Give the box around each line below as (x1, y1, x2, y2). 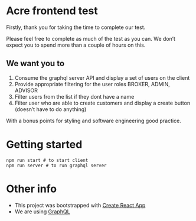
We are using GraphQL (14, 208, 70, 215)
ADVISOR (14, 87, 38, 94)
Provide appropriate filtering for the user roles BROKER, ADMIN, (14, 80, 170, 87)
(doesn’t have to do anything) (14, 105, 87, 113)
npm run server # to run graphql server (6, 162, 107, 168)
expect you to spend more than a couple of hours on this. (6, 41, 146, 48)
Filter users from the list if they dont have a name (14, 93, 135, 100)
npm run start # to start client (6, 157, 89, 163)
